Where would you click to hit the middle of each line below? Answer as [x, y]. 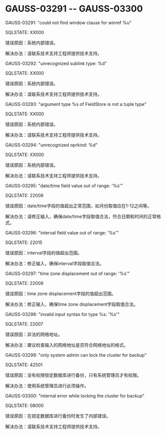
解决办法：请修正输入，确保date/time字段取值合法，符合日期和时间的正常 [81, 216]
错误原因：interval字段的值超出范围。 [44, 253]
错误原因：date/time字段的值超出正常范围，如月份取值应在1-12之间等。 [78, 206]
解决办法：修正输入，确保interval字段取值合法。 [55, 263]
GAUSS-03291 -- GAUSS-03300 [74, 9]
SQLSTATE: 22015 [24, 242]
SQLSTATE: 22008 [24, 195]
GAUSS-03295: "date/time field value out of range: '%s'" [64, 186]
